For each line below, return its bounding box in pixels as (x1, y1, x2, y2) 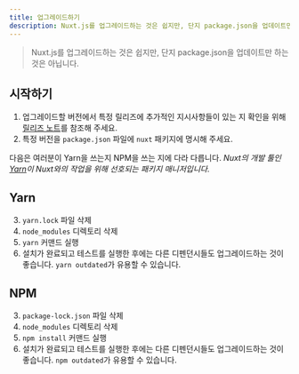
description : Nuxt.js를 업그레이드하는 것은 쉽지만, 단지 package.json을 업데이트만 (9, 21, 293, 30)
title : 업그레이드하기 (9, 12, 80, 22)
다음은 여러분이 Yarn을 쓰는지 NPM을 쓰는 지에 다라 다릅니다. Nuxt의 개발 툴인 (9, 153, 282, 163)
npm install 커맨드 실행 (21, 332, 107, 343)
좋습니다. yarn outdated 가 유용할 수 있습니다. (21, 259, 182, 270)
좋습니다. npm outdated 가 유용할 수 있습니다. (21, 354, 177, 365)
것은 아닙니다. (30, 58, 80, 68)
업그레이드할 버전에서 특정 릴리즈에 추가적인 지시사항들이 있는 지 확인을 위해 (21, 112, 287, 123)
